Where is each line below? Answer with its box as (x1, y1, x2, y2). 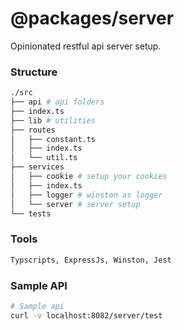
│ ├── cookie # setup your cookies (10, 172, 168, 182)
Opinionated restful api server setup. (10, 40, 162, 52)
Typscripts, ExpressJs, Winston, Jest (10, 255, 172, 265)
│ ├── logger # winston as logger (10, 190, 163, 200)
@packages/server (10, 7, 175, 30)
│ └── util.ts (10, 153, 78, 163)
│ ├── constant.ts (10, 134, 97, 144)
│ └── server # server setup (10, 199, 141, 209)
